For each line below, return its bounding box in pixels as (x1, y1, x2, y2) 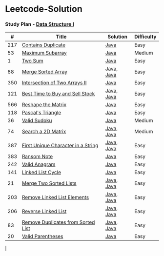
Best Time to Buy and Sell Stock (21, 90, 95, 97)
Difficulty (134, 33, 157, 40)
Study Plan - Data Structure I (5, 21, 74, 28)
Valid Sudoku (21, 117, 52, 124)
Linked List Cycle (21, 169, 61, 176)
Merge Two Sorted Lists (21, 180, 77, 187)
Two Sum (21, 58, 43, 64)
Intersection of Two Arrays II (21, 79, 87, 86)
